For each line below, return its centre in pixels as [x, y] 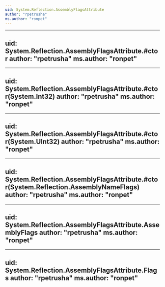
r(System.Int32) [30, 96]
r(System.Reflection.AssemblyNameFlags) [72, 187]
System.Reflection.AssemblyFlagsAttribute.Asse [82, 225]
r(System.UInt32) [32, 142]
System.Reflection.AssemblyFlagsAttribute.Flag [81, 270]
